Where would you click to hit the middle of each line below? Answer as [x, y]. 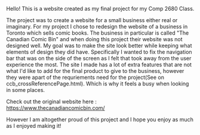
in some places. [26, 90]
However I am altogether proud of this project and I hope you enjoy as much [100, 119]
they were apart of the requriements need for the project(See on [85, 77]
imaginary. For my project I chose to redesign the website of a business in [97, 27]
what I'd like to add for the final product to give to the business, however [95, 71]
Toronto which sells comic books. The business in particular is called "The [98, 33]
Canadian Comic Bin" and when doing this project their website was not [95, 39]
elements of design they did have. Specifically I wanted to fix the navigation [99, 52]
